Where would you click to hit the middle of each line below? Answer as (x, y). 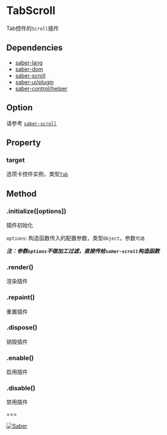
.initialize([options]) (36, 211)
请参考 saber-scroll (31, 123)
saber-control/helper (41, 88)
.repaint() (21, 298)
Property (24, 142)
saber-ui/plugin (34, 82)
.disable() (21, 388)
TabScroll (31, 11)
